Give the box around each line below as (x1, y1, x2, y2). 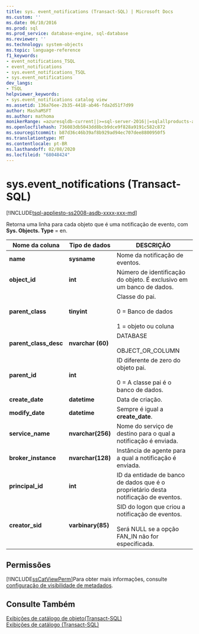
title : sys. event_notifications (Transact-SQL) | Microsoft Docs (6, 8, 174, 15)
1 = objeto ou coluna (116, 322, 175, 330)
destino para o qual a (116, 430, 176, 438)
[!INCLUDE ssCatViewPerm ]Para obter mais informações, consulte (6, 575, 168, 583)
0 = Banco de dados (116, 307, 173, 316)
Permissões (6, 560, 52, 570)
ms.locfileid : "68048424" (6, 152, 70, 157)
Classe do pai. (116, 292, 156, 301)
